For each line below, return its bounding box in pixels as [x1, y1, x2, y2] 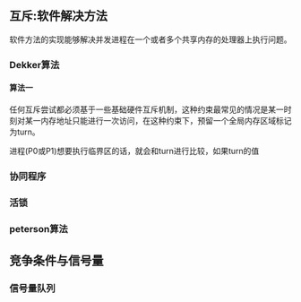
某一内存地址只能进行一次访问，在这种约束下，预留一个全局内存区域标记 [24, 115, 292, 125]
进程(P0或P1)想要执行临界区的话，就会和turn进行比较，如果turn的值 [9, 145, 260, 156]
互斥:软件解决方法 [9, 8, 108, 24]
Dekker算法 [9, 58, 60, 71]
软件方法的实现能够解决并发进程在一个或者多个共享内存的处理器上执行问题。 [9, 34, 292, 45]
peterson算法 [9, 222, 69, 235]
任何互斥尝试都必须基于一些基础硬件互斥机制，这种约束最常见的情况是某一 [9, 104, 284, 115]
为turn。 [9, 126, 40, 137]
